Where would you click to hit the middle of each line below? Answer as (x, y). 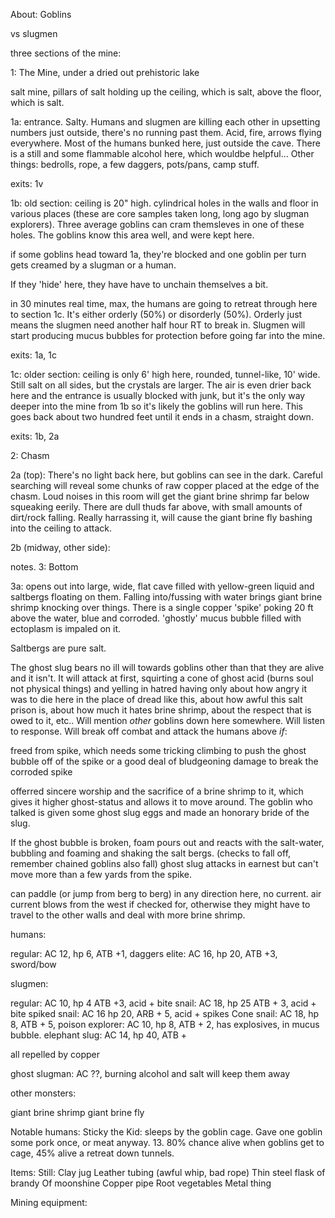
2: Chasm (30, 455)
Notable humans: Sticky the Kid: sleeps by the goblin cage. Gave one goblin (166, 1132)
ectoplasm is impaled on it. (66, 628)
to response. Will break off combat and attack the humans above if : (149, 731)
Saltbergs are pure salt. (58, 648)
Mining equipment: (49, 1202)
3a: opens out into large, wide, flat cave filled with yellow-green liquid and (162, 586)
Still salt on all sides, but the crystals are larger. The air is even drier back (161, 385)
